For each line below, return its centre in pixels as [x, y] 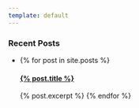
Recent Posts [34, 43]
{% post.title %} [47, 78]
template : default [38, 15]
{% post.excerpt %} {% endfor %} [75, 96]
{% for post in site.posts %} [65, 60]
